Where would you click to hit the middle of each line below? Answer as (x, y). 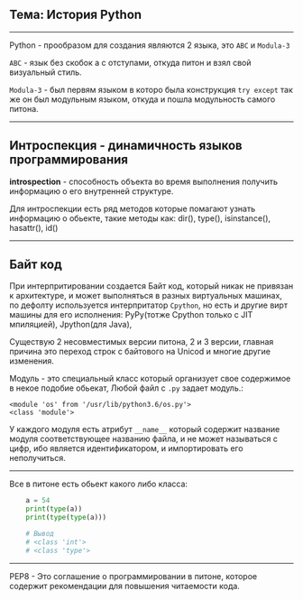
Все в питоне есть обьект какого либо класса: (98, 484)
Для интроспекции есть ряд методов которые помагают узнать (133, 208)
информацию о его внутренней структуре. (92, 191)
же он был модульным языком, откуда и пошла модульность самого (142, 99)
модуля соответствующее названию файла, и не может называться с (143, 439)
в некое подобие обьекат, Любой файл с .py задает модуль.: (126, 388)
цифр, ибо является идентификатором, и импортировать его (126, 448)
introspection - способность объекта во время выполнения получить (143, 181)
